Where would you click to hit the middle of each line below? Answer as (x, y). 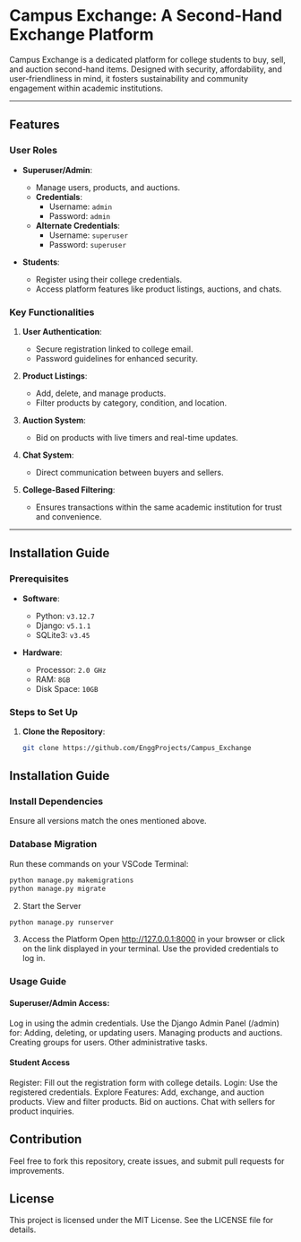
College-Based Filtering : (69, 489)
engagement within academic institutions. (86, 88)
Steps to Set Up (43, 712)
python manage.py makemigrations (72, 880)
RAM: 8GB (53, 679)
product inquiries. (42, 1111)
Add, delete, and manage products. (101, 393)
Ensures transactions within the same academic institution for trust (159, 507)
